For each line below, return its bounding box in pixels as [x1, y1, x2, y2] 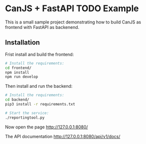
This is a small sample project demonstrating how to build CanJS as [5, 19, 142, 25]
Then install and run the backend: [5, 83, 73, 89]
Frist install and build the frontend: [5, 51, 74, 57]
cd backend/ [5, 97, 29, 103]
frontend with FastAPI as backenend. [5, 24, 80, 30]
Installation [5, 39, 40, 47]
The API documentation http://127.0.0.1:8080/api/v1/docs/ [5, 133, 121, 139]
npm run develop [5, 74, 38, 80]
